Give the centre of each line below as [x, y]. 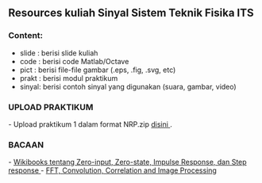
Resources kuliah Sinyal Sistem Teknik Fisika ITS [131, 13]
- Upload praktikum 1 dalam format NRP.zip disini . [91, 124]
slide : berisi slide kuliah [59, 53]
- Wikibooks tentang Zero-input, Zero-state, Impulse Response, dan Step [128, 162]
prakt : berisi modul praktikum [69, 78]
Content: [26, 36]
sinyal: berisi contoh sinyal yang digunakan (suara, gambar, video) [128, 86]
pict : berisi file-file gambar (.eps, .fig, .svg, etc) [98, 70]
